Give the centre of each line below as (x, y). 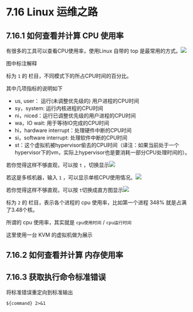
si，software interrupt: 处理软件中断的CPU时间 (71, 138)
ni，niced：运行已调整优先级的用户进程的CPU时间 (75, 116)
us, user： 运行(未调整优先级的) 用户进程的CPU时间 (77, 101)
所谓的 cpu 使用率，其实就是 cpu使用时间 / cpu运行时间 (69, 222)
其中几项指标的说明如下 (34, 88)
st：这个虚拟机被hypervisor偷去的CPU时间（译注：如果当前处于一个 (97, 145)
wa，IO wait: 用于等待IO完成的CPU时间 (62, 123)
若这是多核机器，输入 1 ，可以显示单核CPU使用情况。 (71, 177)
